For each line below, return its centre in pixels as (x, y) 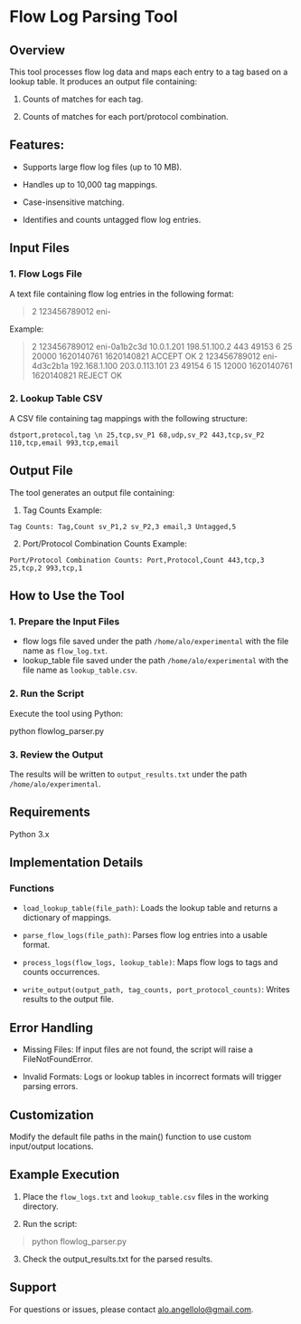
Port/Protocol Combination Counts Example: (104, 543)
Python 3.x (29, 834)
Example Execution (65, 1175)
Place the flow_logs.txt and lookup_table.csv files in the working (146, 1196)
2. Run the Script (47, 693)
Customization (52, 1115)
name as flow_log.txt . (65, 651)
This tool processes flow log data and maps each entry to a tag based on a (149, 72)
